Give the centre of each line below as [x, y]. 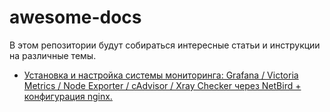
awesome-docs [75, 17]
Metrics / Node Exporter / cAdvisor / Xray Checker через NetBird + [162, 85]
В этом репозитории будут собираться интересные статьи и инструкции [165, 45]
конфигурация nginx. [68, 96]
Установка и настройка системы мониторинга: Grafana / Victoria [161, 75]
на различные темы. [53, 55]
